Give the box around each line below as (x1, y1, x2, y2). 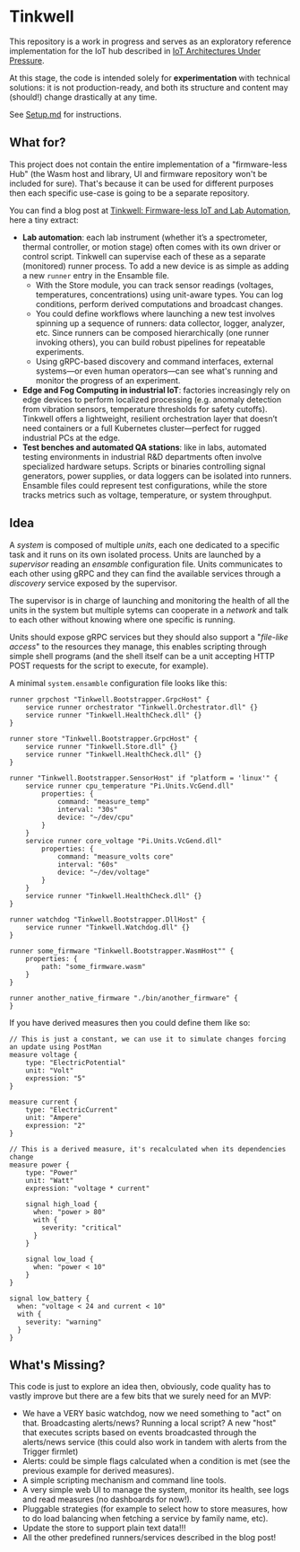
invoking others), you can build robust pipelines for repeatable (35, 337, 266, 348)
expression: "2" (25, 1121, 87, 1130)
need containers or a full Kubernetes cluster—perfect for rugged (21, 422, 261, 433)
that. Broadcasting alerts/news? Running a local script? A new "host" (21, 1417, 277, 1429)
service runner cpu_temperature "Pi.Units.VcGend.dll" (25, 781, 235, 790)
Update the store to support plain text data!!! (21, 1522, 186, 1533)
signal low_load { (25, 1255, 94, 1264)
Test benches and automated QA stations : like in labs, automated (21, 442, 267, 453)
